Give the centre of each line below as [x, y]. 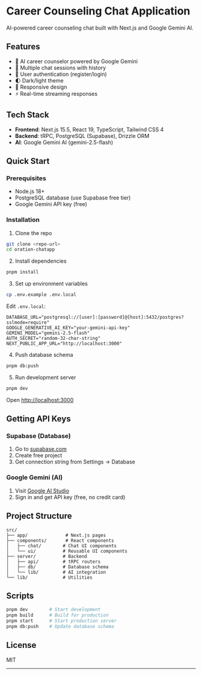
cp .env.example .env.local [41, 295]
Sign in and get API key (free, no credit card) [70, 497]
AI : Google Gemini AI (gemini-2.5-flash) [64, 142]
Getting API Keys [38, 419]
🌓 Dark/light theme [39, 80]
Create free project [38, 456]
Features [23, 47]
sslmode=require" [28, 323]
